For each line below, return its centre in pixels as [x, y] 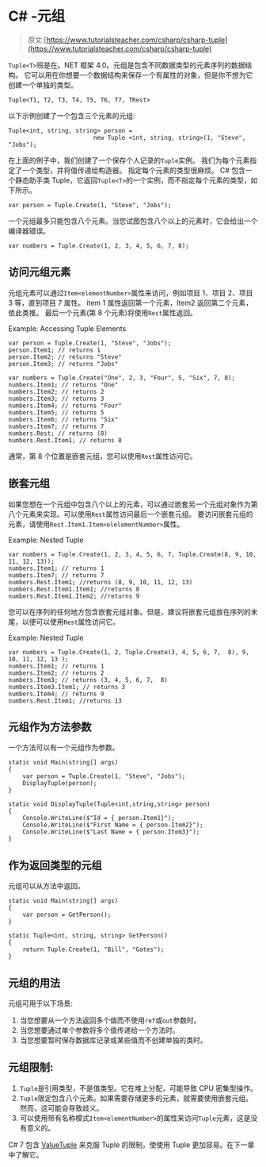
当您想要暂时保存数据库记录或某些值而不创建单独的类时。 [113, 1040]
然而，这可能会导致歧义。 [61, 1107]
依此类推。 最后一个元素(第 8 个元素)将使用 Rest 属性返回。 [103, 312]
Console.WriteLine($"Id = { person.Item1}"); [99, 818]
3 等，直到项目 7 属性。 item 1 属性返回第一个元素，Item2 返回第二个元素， [131, 302]
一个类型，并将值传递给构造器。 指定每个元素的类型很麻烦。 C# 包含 [133, 170]
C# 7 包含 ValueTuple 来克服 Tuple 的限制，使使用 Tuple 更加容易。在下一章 [131, 1145]
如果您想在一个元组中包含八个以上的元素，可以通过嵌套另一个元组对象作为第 [133, 504]
